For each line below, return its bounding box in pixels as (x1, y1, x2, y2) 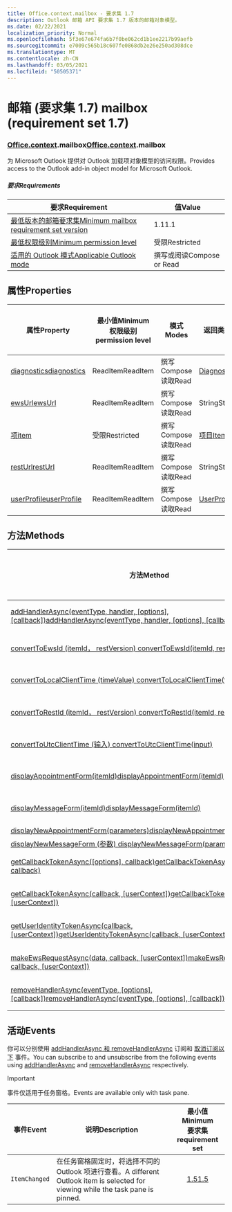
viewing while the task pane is (56, 1185, 154, 1195)
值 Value (174, 202, 201, 212)
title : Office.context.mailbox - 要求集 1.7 (7, 10, 135, 17)
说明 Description (85, 1125, 139, 1134)
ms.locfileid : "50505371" (7, 68, 81, 75)
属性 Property (26, 325, 70, 335)
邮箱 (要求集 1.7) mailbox (7, 100, 148, 116)
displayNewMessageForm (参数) (10, 839, 117, 848)
